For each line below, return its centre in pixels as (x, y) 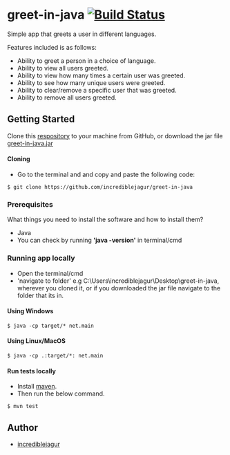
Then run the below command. (61, 393)
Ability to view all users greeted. (63, 68)
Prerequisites (30, 204)
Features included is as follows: (52, 47)
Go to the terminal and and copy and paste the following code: (106, 174)
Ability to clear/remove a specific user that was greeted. (97, 90)
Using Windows (30, 311)
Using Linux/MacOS (36, 341)
